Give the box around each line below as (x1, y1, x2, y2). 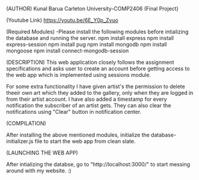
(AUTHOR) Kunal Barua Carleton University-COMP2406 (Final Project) (6, 5, 179, 12)
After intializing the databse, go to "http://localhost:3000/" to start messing (6, 161, 191, 167)
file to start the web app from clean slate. (35, 138, 136, 145)
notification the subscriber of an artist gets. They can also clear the (6, 102, 172, 109)
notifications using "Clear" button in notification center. (6, 108, 142, 115)
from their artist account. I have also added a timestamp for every (6, 95, 167, 103)
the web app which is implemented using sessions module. (6, 72, 151, 78)
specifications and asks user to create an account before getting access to (6, 65, 190, 72)
